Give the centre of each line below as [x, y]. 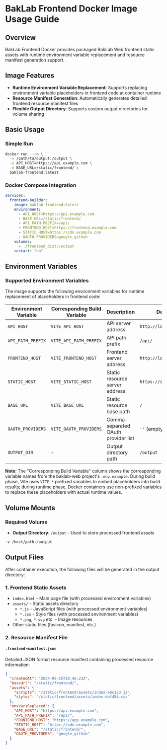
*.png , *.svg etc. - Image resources [56, 619]
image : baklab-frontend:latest [46, 205]
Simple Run [19, 144]
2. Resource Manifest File [37, 637]
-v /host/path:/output [29, 542]
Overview [21, 37]
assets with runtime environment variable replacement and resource [75, 55]
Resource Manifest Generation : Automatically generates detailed [80, 98]
